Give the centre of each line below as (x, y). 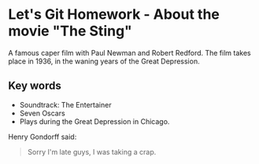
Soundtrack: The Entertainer (65, 104)
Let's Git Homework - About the (114, 15)
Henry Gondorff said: (43, 137)
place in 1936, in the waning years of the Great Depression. (104, 61)
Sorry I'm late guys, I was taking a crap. (92, 151)
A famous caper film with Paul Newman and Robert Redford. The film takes (129, 53)
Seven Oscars (42, 113)
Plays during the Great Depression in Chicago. (94, 121)
